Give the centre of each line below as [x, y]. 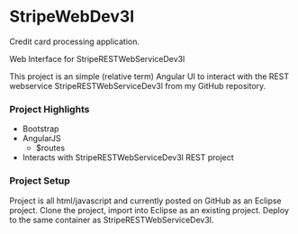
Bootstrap [41, 129]
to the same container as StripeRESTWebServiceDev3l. [112, 220]
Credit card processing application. [75, 41]
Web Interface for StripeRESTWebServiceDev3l [97, 58]
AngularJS [41, 139]
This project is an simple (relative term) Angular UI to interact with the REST [149, 76]
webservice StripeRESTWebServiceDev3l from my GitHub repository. [138, 85]
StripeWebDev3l [72, 17]
